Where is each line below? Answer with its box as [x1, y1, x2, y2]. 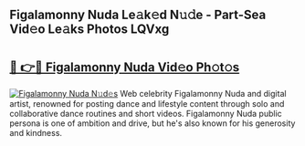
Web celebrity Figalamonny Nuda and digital [120, 89, 287, 99]
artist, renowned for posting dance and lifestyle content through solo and [9, 99, 285, 109]
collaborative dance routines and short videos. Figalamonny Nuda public [9, 109, 283, 119]
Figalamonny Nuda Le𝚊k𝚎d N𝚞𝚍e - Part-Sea [9, 7, 267, 23]
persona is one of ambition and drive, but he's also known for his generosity [9, 118, 296, 129]
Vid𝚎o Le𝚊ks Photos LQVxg [9, 22, 170, 37]
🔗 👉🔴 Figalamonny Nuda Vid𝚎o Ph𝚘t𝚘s [9, 59, 240, 75]
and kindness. [9, 128, 62, 138]
